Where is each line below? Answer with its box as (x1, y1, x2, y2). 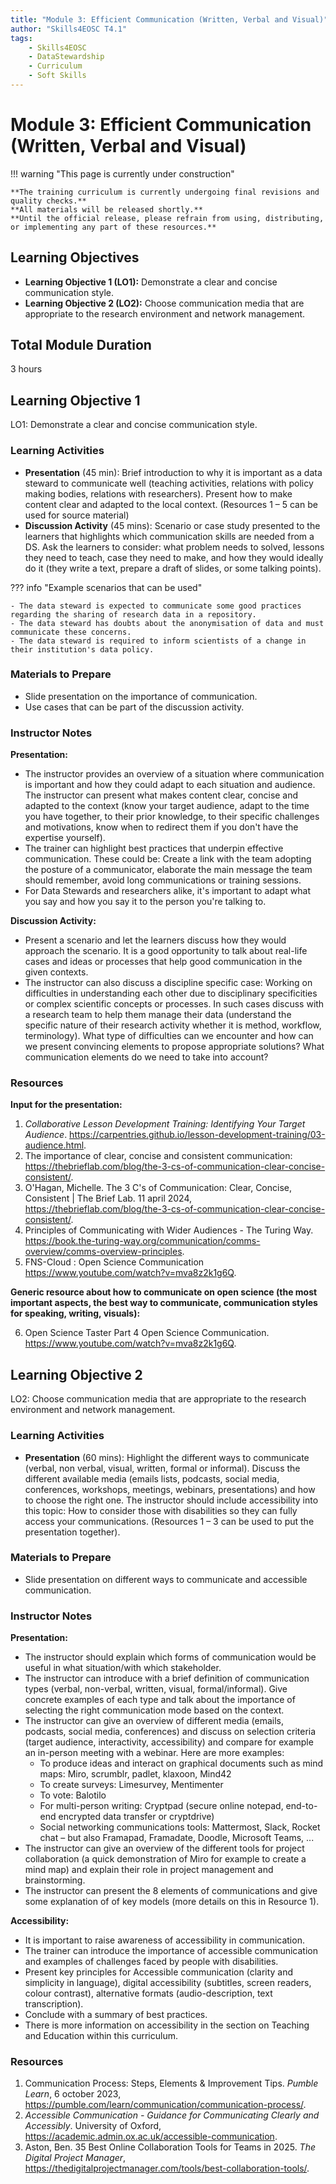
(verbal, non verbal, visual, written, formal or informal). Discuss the (24, 1462, 301, 1474)
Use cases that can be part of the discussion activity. (24, 701, 245, 713)
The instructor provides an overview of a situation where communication (24, 768, 325, 780)
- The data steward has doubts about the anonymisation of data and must (10, 618, 325, 628)
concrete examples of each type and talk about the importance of (24, 1694, 296, 1706)
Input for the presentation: (10, 1099, 123, 1111)
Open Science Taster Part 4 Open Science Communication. (24, 1327, 270, 1339)
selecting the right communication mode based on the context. (24, 1704, 285, 1716)
